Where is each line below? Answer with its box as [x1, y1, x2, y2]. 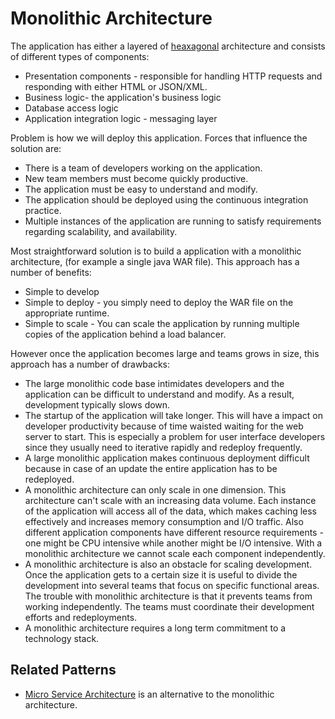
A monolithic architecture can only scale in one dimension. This [24, 483, 287, 496]
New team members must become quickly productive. [24, 172, 249, 184]
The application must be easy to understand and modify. [24, 183, 258, 195]
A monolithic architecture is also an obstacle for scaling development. [24, 558, 313, 570]
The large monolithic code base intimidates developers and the [24, 377, 285, 389]
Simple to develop [24, 285, 100, 297]
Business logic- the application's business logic [24, 91, 222, 103]
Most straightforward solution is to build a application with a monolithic [10, 245, 302, 257]
